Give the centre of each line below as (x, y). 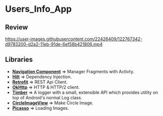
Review (17, 27)
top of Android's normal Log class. (47, 97)
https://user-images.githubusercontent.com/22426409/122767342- (74, 39)
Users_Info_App (39, 9)
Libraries (19, 60)
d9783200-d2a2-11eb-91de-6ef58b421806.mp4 (54, 44)
